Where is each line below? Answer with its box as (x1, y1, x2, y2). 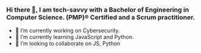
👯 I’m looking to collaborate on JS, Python (15, 40, 121, 48)
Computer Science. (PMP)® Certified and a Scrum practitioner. (6, 13, 196, 21)
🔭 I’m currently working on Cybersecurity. (15, 27, 120, 34)
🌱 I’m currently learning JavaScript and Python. (15, 34, 134, 41)
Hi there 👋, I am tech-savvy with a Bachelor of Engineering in (6, 5, 189, 14)
